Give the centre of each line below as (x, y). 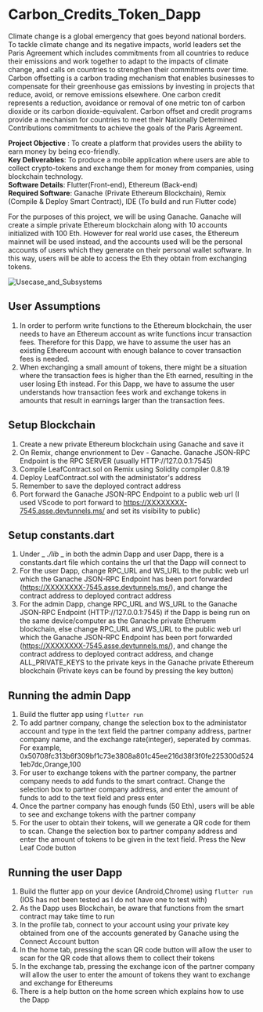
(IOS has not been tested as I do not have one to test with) (113, 899)
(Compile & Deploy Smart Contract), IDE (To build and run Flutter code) (122, 201)
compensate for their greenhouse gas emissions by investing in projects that (131, 86)
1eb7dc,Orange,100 (50, 764)
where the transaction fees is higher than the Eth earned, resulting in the (136, 375)
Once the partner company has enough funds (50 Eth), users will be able (137, 806)
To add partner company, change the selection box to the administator (133, 723)
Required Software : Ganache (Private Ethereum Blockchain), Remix (117, 193)
